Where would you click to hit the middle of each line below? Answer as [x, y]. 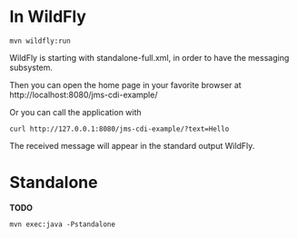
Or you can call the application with [76, 112]
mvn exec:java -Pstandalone [63, 224]
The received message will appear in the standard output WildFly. [132, 145]
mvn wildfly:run [40, 41]
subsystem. [31, 67]
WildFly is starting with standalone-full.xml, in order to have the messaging [149, 57]
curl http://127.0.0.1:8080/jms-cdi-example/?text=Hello [119, 129]
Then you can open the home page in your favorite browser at [126, 84]
